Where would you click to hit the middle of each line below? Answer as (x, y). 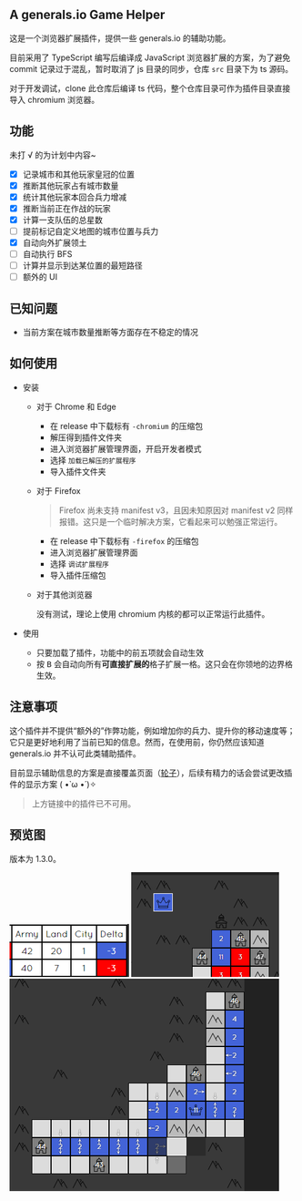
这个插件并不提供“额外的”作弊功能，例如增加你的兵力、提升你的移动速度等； (152, 730)
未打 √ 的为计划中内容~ (53, 155)
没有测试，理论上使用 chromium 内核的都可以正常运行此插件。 (153, 613)
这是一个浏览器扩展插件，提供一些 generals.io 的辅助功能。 (120, 38)
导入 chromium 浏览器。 (55, 99)
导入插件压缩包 (78, 575)
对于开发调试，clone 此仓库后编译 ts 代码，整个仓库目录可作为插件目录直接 (150, 88)
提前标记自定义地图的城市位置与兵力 (91, 231)
